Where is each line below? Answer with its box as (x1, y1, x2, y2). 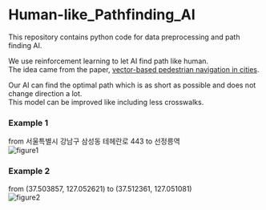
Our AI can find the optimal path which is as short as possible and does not (8, 80, 256, 90)
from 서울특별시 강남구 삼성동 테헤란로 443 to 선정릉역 (8, 136, 180, 146)
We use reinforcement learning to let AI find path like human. (8, 56, 209, 66)
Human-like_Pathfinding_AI (8, 6, 196, 24)
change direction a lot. (8, 88, 83, 98)
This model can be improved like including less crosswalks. (8, 97, 204, 107)
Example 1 (8, 117, 49, 128)
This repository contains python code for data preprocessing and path (8, 32, 240, 42)
